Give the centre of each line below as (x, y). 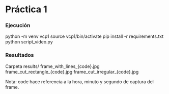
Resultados (20, 55)
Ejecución (18, 26)
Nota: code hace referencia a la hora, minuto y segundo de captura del (79, 81)
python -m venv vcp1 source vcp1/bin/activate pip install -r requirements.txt (84, 36)
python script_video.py (29, 42)
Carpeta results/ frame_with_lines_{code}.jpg (53, 66)
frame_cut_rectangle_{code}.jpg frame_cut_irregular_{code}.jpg (72, 72)
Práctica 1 (26, 9)
